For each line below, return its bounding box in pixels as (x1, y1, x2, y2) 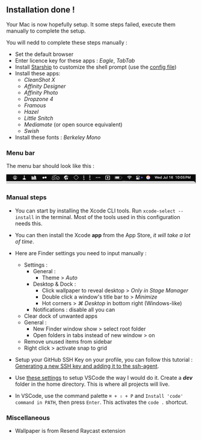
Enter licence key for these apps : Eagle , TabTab (14, 57, 135, 64)
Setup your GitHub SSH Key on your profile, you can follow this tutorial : (14, 356, 193, 363)
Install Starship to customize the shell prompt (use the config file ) (14, 63, 177, 70)
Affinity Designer (23, 82, 66, 90)
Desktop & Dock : (32, 280, 76, 288)
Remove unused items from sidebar (23, 338, 112, 345)
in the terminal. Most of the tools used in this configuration (35, 213, 180, 220)
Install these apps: (14, 69, 61, 77)
